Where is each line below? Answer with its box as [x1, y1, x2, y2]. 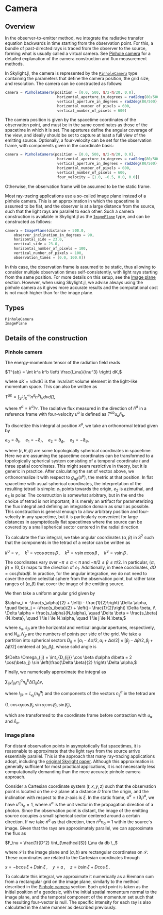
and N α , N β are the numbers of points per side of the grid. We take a [5, 631, 141, 638]
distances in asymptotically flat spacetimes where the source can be [5, 519, 142, 525]
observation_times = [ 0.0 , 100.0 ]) [14, 255, 86, 260]
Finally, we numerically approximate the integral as [5, 669, 106, 675]
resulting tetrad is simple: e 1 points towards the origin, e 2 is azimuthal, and [5, 486, 154, 493]
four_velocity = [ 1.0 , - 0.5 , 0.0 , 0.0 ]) [57, 174, 140, 180]
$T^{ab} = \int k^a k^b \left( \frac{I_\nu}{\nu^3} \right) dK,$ [5, 369, 122, 375]
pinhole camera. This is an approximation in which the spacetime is [5, 198, 139, 204]
